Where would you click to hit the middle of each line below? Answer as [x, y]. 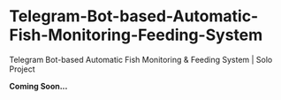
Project [22, 69]
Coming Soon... [38, 86]
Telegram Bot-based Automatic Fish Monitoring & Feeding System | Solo [141, 59]
